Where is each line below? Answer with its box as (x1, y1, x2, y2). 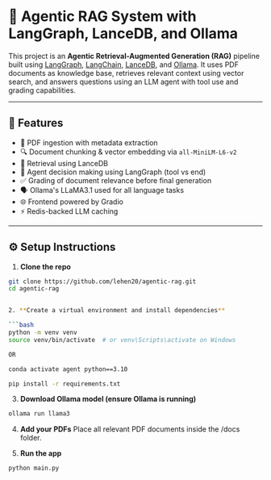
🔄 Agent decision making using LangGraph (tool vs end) (19, 167, 206, 177)
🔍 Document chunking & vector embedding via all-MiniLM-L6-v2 (19, 147, 237, 157)
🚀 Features (8, 116, 64, 130)
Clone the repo (19, 261, 71, 271)
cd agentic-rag (8, 285, 60, 293)
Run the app (19, 449, 62, 458)
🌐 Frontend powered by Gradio (19, 197, 123, 207)
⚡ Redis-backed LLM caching (19, 206, 119, 216)
